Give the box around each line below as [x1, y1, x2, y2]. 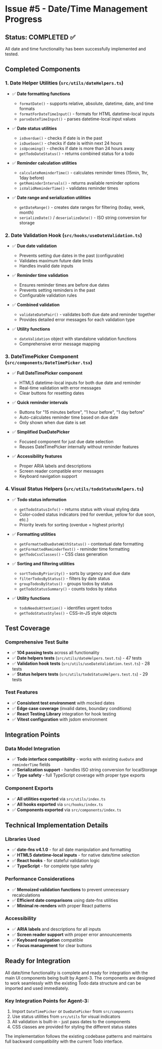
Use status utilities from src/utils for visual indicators [12, 1014, 121, 1019]
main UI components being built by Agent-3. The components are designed [5, 975, 156, 981]
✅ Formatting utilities [12, 531, 56, 537]
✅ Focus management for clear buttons [12, 942, 92, 948]
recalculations [12, 892, 40, 898]
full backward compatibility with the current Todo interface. [5, 1038, 123, 1044]
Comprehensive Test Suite [5, 639, 69, 645]
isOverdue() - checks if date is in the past [19, 135, 103, 141]
